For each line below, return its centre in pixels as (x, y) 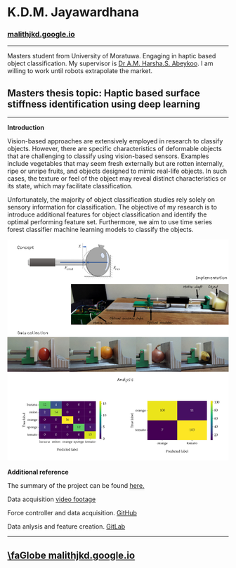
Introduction (26, 128)
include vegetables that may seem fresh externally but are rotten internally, (116, 164)
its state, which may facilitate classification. (70, 186)
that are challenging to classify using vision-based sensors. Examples (108, 156)
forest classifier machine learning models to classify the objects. (100, 230)
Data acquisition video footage (52, 499)
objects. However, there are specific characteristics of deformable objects (115, 149)
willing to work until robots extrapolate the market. (80, 71)
